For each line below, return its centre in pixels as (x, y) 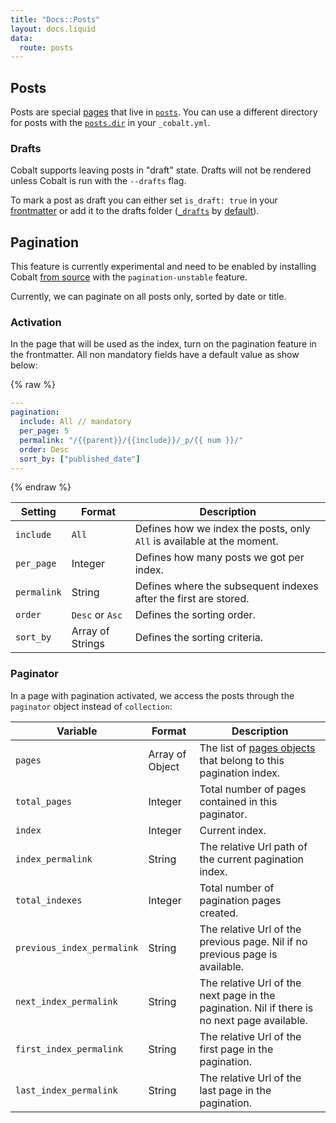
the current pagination (251, 859)
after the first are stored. (192, 599)
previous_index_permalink (77, 947)
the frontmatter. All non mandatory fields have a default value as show (155, 355)
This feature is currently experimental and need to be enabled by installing (163, 267)
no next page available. (253, 1020)
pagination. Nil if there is (256, 1008)
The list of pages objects (257, 748)
